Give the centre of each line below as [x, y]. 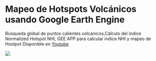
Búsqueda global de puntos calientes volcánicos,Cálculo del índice [73, 33]
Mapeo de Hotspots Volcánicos [71, 9]
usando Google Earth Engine [65, 20]
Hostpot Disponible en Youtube [37, 44]
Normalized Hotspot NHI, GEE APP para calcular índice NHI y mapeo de [78, 39]
